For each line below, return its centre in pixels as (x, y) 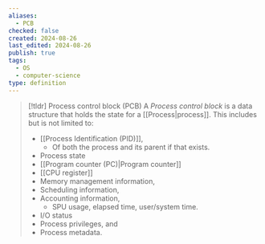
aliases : (23, 16)
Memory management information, (97, 181)
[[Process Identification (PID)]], (92, 138)
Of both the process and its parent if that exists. (131, 147)
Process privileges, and (79, 224)
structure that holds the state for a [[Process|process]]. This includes (142, 114)
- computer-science (48, 75)
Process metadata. (71, 232)
